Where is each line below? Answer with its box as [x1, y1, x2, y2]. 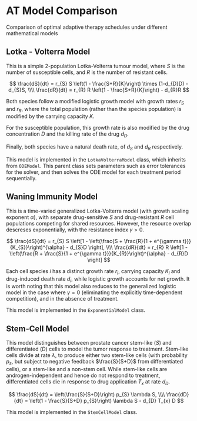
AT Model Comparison [6, 4, 118, 18]
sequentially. [6, 174, 37, 181]
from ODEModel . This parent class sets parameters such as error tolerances [6, 162, 186, 169]
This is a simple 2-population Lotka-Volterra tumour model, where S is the [6, 62, 185, 69]
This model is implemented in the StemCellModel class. [6, 408, 138, 415]
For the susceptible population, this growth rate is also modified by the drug [6, 124, 190, 132]
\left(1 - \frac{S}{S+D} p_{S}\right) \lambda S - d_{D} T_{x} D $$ [29, 397, 184, 404]
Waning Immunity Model [6, 192, 98, 202]
